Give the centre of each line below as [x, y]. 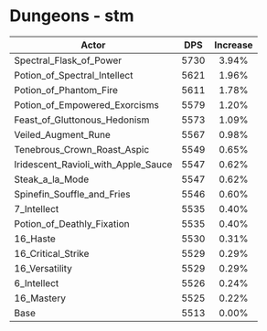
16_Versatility [43, 268]
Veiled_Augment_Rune [63, 134]
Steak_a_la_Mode [52, 179]
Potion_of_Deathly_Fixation [72, 223]
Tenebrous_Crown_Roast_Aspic [82, 149]
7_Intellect [37, 208]
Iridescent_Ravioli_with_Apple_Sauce [93, 164]
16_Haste [35, 239]
